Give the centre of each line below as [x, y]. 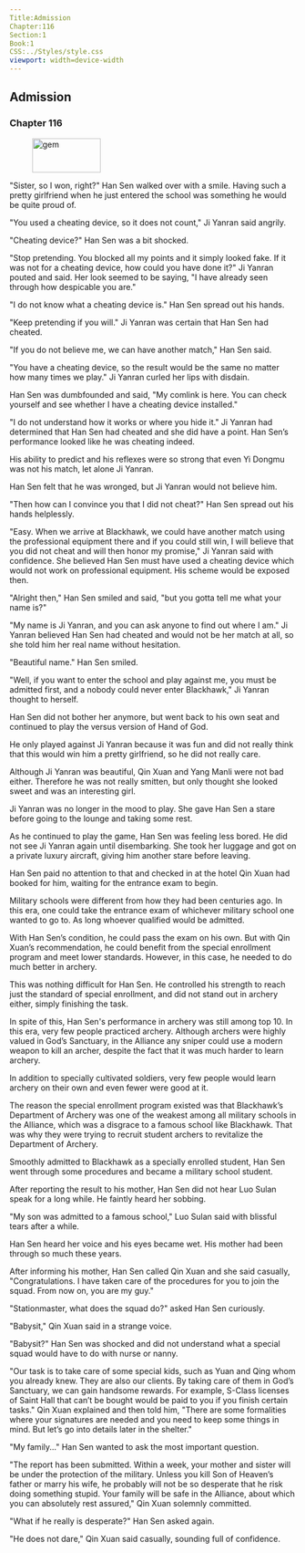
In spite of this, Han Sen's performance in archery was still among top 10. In [151, 1021]
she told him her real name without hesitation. [95, 644]
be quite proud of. [43, 204]
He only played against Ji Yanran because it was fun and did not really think [152, 744]
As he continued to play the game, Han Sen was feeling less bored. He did [149, 836]
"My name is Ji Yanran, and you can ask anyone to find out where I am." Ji [149, 625]
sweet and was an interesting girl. [73, 791]
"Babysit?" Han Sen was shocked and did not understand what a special [145, 1343]
